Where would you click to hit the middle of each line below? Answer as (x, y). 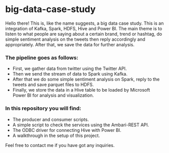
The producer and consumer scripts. (51, 119)
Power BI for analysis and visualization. (53, 95)
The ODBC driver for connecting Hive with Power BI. (67, 130)
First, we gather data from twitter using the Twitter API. (70, 68)
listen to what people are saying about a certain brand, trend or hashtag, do (84, 34)
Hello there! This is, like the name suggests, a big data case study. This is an (84, 23)
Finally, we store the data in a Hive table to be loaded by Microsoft (81, 90)
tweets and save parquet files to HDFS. (53, 85)
